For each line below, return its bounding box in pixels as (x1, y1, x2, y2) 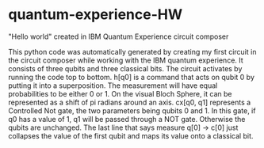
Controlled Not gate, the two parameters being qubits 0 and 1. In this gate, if (8, 105, 256, 116)
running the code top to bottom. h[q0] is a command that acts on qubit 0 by (8, 72, 255, 82)
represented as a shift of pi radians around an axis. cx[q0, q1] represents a (8, 97, 251, 107)
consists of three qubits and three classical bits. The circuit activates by (8, 63, 243, 73)
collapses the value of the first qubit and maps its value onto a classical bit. (8, 131, 254, 140)
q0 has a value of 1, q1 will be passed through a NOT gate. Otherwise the (8, 114, 246, 123)
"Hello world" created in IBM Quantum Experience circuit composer (8, 32, 229, 41)
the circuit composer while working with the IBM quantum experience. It (8, 55, 243, 65)
